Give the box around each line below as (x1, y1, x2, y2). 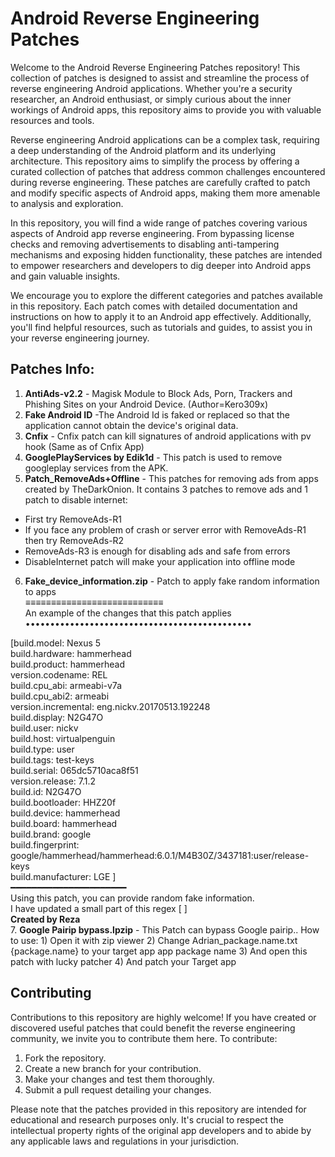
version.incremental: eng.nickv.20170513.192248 (10, 700, 211, 712)
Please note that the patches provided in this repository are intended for (10, 1103, 307, 1115)
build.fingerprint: (10, 838, 80, 851)
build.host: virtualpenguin (10, 732, 116, 744)
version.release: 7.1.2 (10, 775, 97, 787)
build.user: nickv (10, 722, 79, 734)
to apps (24, 585, 57, 597)
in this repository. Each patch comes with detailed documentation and (10, 300, 298, 312)
